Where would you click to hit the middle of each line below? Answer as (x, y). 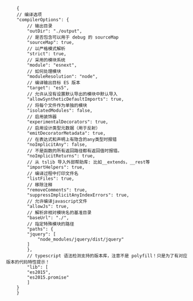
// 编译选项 (29, 15)
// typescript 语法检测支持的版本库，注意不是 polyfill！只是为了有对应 (107, 256)
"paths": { (40, 229)
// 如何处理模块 (44, 71)
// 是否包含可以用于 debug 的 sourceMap (73, 37)
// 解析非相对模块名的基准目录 (59, 213)
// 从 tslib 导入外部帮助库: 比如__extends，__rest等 (89, 162)
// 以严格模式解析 (46, 49)
